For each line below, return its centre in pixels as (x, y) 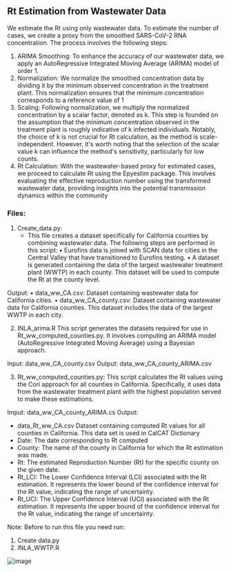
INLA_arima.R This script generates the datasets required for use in (112, 328)
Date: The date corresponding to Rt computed (82, 440)
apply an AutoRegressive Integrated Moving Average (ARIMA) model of (118, 63)
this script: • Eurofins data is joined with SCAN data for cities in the (122, 250)
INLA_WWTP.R (38, 548)
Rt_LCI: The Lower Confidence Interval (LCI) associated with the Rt (112, 477)
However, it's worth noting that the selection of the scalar (138, 144)
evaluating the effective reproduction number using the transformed (114, 180)
